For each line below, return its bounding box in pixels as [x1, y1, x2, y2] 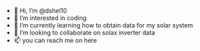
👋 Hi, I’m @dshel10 [13, 7, 67, 14]
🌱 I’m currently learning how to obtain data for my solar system [13, 21, 194, 29]
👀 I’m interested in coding [13, 14, 87, 22]
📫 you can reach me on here [13, 37, 98, 44]
